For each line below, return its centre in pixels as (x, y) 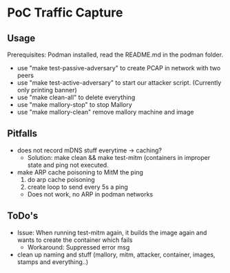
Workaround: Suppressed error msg (79, 247)
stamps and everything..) (52, 262)
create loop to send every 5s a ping (78, 187)
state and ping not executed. (68, 165)
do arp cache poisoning (61, 179)
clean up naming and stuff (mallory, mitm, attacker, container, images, (116, 254)
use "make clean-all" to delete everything (76, 97)
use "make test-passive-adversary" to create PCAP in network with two (119, 68)
